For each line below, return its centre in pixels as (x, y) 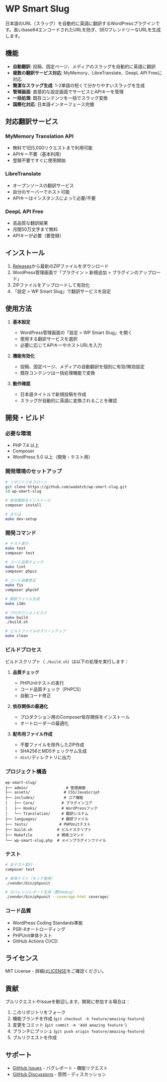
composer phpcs (21, 571)
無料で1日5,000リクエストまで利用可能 (53, 148)
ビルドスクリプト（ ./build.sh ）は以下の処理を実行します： (67, 662)
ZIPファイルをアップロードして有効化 (51, 285)
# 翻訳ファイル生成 (23, 599)
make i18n (16, 603)
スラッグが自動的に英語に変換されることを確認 (68, 400)
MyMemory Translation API (39, 137)
